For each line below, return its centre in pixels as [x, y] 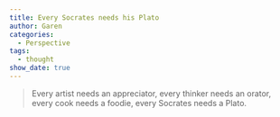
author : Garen [36, 26]
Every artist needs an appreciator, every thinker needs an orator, [151, 93]
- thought [36, 59]
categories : [32, 34]
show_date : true [40, 68]
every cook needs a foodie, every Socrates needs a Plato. [139, 103]
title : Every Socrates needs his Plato [84, 18]
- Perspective [44, 43]
